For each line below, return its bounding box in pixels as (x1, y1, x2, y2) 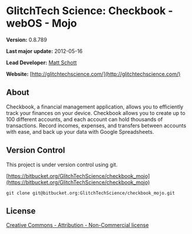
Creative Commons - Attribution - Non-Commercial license (6, 222, 149, 229)
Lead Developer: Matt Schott (6, 59, 77, 66)
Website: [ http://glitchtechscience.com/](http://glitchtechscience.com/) (6, 70, 181, 77)
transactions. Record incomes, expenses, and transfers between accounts (6, 122, 187, 129)
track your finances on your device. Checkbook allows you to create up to (6, 109, 186, 116)
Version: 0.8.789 (6, 36, 47, 43)
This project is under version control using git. (6, 161, 118, 168)
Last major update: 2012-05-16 (6, 47, 83, 54)
